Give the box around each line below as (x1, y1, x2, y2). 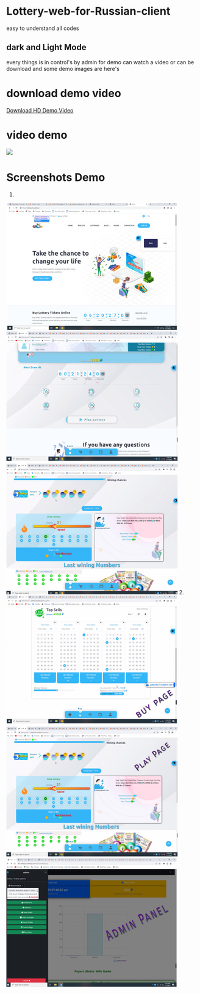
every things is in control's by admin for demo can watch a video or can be (6, 58, 195, 65)
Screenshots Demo (6, 170, 105, 184)
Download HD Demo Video (6, 106, 74, 114)
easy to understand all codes (6, 24, 79, 32)
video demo (6, 128, 68, 142)
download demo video (6, 86, 121, 100)
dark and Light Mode (6, 42, 87, 53)
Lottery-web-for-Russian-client (6, 4, 171, 18)
